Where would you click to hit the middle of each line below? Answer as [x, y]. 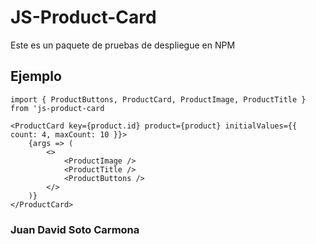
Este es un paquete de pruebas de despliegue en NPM [123, 45]
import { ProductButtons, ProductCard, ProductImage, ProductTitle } [158, 99]
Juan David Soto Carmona [75, 229]
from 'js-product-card [57, 108]
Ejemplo [36, 76]
